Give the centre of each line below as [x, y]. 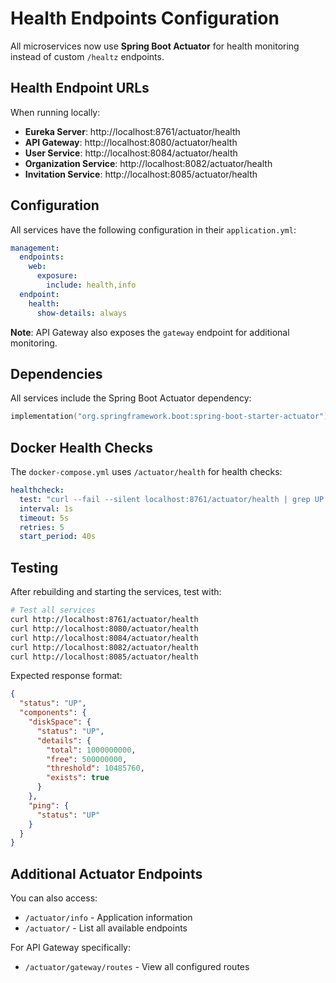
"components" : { [53, 713]
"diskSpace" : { [60, 722]
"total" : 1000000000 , [91, 750]
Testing [34, 567]
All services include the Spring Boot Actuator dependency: [131, 398]
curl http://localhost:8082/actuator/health [104, 647]
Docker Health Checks [81, 447]
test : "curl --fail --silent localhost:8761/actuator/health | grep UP [172, 499]
